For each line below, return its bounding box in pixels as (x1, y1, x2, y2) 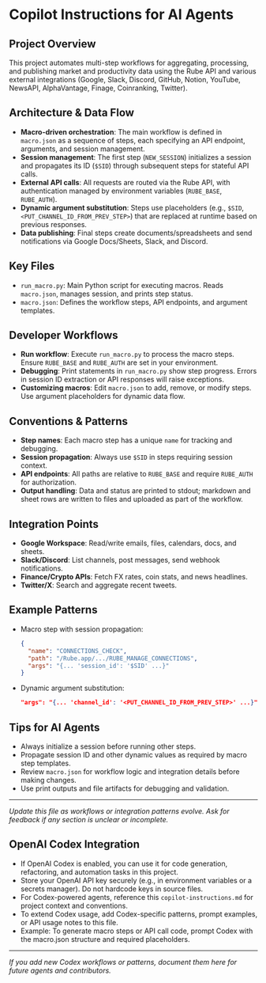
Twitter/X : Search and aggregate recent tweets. (20, 580, 177, 590)
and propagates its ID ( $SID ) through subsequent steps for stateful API (20, 161, 249, 170)
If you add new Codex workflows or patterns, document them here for (9, 957, 238, 966)
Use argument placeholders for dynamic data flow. (20, 392, 185, 401)
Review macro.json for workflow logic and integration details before (20, 766, 240, 776)
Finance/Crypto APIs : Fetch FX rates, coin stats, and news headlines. (20, 572, 248, 582)
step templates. (20, 758, 72, 768)
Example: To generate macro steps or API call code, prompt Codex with (20, 926, 253, 936)
